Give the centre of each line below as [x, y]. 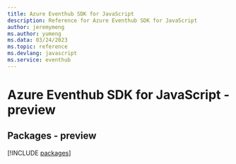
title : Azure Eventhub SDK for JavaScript [71, 14]
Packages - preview [52, 136]
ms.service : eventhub [39, 60]
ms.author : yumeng [34, 34]
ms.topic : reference [38, 47]
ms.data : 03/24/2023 [38, 40]
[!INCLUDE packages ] [39, 153]
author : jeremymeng [36, 27]
